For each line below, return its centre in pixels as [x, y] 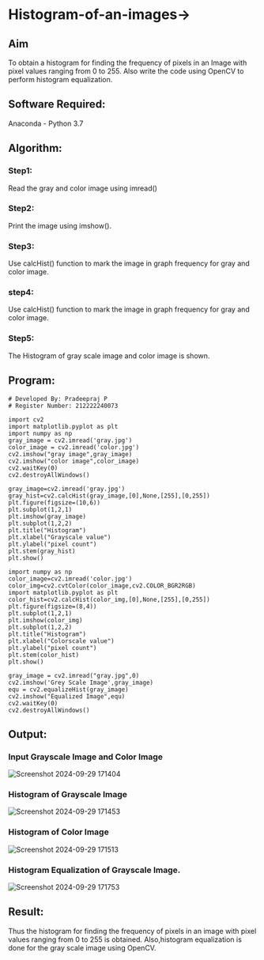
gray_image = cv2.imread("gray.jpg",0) [74, 675]
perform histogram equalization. [60, 79]
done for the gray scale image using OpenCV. [82, 947]
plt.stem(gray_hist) [42, 551]
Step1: [21, 171]
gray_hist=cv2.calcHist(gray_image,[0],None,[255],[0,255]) [109, 496]
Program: [32, 381]
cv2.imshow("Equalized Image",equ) [67, 696]
